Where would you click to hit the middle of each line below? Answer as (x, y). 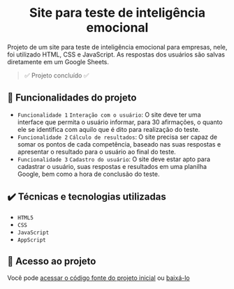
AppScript (32, 240)
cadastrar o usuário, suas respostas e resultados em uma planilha (112, 166)
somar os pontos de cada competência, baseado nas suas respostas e (119, 144)
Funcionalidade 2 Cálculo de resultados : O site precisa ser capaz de (117, 137)
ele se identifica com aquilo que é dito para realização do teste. (109, 129)
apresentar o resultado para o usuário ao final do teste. (96, 151)
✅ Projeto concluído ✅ (57, 75)
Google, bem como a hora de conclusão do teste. (88, 174)
